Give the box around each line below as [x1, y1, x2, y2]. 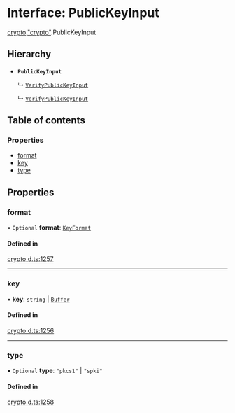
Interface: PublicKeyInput [7, 5, 159, 21]
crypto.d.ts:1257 [7, 255, 54, 263]
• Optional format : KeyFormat [7, 223, 92, 232]
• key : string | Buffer [7, 295, 70, 303]
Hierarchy [7, 48, 52, 60]
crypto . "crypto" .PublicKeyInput [7, 28, 97, 36]
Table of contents [7, 114, 85, 127]
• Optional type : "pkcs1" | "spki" [7, 366, 103, 375]
